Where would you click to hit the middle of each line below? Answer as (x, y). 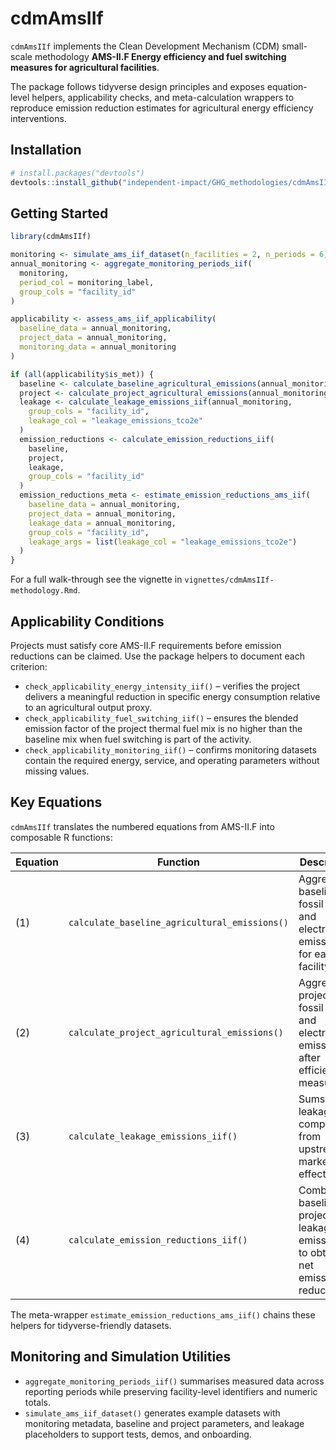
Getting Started (59, 213)
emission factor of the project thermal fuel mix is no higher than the (163, 728)
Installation (46, 150)
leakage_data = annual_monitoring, (102, 523)
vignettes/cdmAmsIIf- (229, 580)
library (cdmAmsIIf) (51, 237)
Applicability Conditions (87, 621)
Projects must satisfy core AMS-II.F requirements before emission (146, 645)
